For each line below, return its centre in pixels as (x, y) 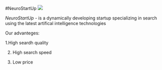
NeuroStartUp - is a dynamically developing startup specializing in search (81, 18)
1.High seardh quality (27, 43)
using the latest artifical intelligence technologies (56, 23)
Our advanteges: (22, 33)
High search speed (32, 52)
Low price (23, 62)
